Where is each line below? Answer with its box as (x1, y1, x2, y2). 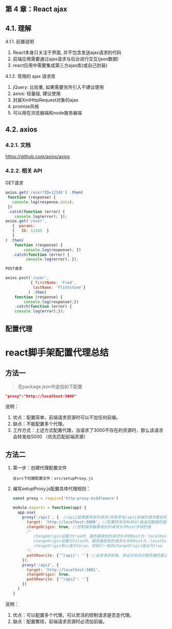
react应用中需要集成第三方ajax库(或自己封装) (12, 62, 107, 68)
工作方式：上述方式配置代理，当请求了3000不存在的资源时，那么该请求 (12, 427, 163, 433)
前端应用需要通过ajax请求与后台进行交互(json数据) (12, 56, 119, 62)
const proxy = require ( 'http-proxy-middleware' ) (12, 496, 119, 501)
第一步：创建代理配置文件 (12, 465, 67, 471)
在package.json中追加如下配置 (17, 383, 83, 389)
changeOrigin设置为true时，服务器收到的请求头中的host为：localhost (33, 533, 169, 539)
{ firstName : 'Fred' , (30, 280, 77, 285)
